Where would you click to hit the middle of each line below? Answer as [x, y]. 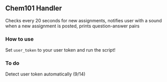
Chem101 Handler [34, 8]
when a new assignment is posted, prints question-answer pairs [73, 26]
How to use [20, 39]
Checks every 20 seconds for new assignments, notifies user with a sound [83, 20]
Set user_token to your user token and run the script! [60, 50]
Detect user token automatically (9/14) [45, 74]
